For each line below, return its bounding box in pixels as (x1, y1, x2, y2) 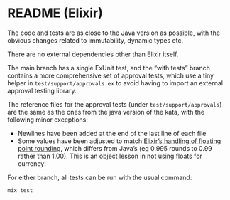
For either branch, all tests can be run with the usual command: (7, 173, 192, 181)
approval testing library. (7, 86, 77, 95)
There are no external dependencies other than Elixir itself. (7, 50, 179, 58)
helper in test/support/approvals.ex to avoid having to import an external (7, 78, 224, 87)
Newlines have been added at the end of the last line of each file (17, 129, 207, 137)
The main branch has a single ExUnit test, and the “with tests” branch (7, 63, 211, 72)
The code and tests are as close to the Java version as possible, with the (7, 28, 220, 37)
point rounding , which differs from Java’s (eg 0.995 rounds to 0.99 (17, 144, 213, 152)
